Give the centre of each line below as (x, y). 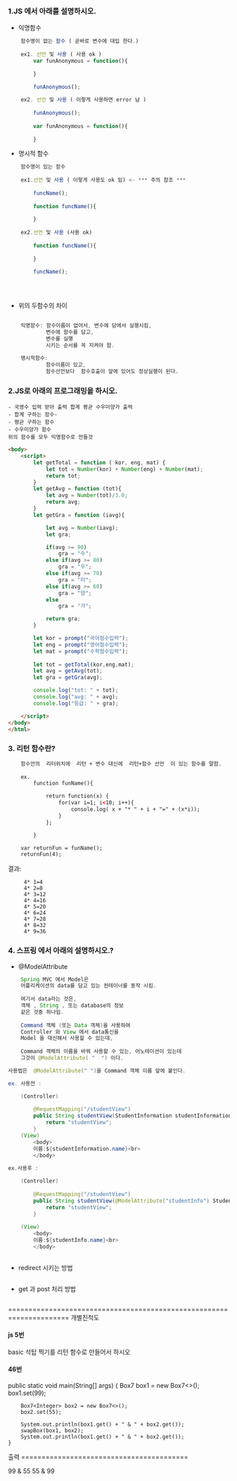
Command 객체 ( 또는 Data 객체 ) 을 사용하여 (76, 1025)
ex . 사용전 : (25, 1083)
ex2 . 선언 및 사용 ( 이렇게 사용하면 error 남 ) (84, 100)
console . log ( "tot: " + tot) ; (76, 690)
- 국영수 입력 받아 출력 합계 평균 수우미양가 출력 (70, 407)
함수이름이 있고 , (66, 365)
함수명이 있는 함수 (43, 167)
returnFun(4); (41, 854)
